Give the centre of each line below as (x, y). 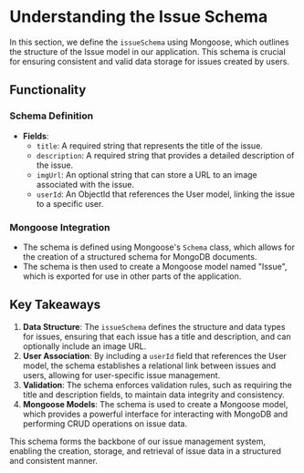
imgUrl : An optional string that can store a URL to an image (147, 174)
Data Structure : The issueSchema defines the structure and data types (154, 326)
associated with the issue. (85, 184)
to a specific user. (70, 203)
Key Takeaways (55, 305)
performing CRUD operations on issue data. (105, 423)
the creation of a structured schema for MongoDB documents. (140, 256)
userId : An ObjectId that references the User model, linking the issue (165, 194)
